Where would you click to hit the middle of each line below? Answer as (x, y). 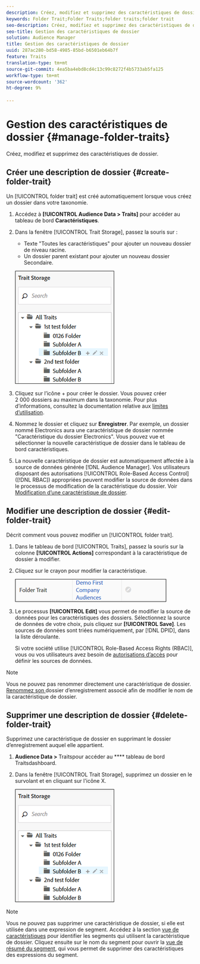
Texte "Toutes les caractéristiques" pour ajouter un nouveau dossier (107, 243)
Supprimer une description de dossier (78, 715)
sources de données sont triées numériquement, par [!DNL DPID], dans (102, 630)
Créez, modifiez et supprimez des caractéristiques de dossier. (82, 154)
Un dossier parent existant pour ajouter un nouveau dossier (97, 256)
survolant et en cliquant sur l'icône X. (60, 781)
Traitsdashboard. (36, 763)
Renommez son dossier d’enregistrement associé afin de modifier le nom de (100, 690)
